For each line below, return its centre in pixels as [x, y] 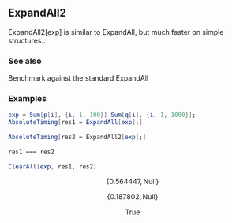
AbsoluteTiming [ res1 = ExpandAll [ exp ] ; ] [76, 123]
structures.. [27, 40]
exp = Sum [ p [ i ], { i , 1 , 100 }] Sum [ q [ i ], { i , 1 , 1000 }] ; [102, 115]
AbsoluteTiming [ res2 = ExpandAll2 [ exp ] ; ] [77, 138]
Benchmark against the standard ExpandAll [79, 78]
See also [25, 61]
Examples [28, 99]
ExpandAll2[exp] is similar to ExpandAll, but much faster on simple [116, 32]
